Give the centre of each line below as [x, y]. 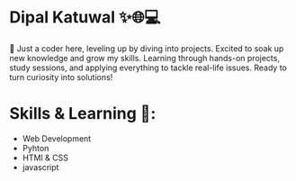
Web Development [57, 138]
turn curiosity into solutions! [61, 77]
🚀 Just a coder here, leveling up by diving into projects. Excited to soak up [147, 48]
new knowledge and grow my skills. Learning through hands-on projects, [145, 58]
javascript [40, 167]
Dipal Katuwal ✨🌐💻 [85, 18]
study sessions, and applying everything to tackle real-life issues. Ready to [148, 68]
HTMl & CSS [45, 158]
